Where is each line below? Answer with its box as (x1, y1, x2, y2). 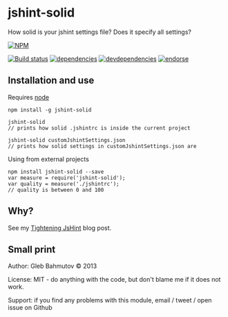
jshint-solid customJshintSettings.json (8, 136, 126, 143)
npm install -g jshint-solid (8, 106, 92, 114)
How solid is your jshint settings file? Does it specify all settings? (8, 28, 192, 36)
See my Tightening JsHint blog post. (8, 224, 112, 232)
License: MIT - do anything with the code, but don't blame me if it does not (8, 275, 221, 284)
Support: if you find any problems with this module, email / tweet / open (8, 296, 212, 305)
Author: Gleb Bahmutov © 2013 (8, 262, 97, 271)
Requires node (8, 93, 50, 101)
